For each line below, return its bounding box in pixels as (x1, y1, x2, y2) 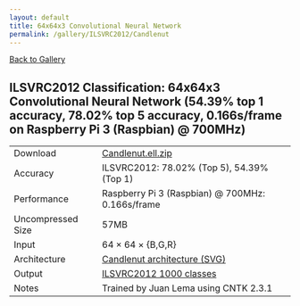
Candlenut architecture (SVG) (102, 253, 226, 266)
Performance (13, 193, 69, 205)
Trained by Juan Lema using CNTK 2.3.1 (102, 282, 273, 294)
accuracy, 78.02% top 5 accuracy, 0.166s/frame (9, 108, 283, 123)
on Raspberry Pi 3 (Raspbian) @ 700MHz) (9, 121, 246, 136)
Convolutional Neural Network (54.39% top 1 (9, 94, 264, 109)
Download (13, 147, 56, 160)
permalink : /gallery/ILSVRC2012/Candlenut (9, 29, 170, 38)
